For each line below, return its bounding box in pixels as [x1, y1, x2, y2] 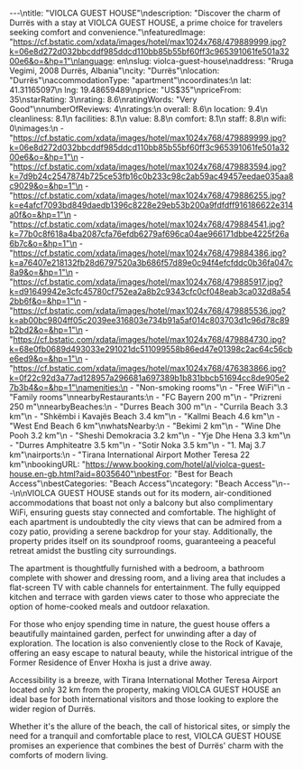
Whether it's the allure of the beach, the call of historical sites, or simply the [9, 721, 290, 731]
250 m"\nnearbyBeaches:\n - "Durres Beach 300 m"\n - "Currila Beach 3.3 [9, 401, 289, 412]
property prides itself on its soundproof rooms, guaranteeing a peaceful [9, 536, 277, 546]
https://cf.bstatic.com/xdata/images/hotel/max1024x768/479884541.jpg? [13, 219, 286, 230]
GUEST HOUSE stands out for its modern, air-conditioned [58, 488, 272, 498]
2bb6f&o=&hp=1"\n [9, 295, 81, 306]
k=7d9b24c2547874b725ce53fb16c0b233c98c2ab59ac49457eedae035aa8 [9, 171, 294, 182]
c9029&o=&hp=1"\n [9, 181, 84, 191]
